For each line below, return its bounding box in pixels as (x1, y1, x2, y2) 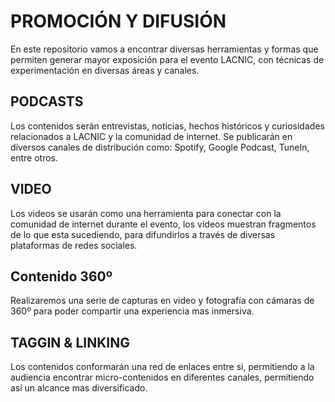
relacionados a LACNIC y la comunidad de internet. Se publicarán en (10, 130, 293, 142)
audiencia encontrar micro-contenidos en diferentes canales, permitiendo (10, 371, 315, 384)
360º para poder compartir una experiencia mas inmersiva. (10, 305, 255, 317)
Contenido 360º (10, 268, 113, 285)
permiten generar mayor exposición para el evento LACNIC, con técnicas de (10, 53, 325, 65)
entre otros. (10, 151, 58, 164)
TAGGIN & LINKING (10, 334, 130, 351)
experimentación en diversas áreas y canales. (10, 64, 200, 76)
